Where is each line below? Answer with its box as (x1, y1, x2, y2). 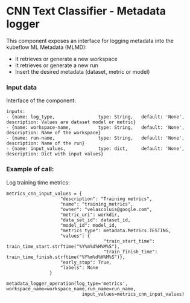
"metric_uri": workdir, (60, 212, 120, 218)
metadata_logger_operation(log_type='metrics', (6, 280, 128, 287)
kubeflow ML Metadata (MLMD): (6, 44, 87, 51)
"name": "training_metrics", (60, 201, 134, 207)
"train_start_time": (103, 238, 155, 244)
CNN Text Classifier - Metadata (6, 4, 166, 18)
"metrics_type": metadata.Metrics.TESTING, (60, 227, 171, 233)
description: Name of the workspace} (6, 130, 101, 136)
